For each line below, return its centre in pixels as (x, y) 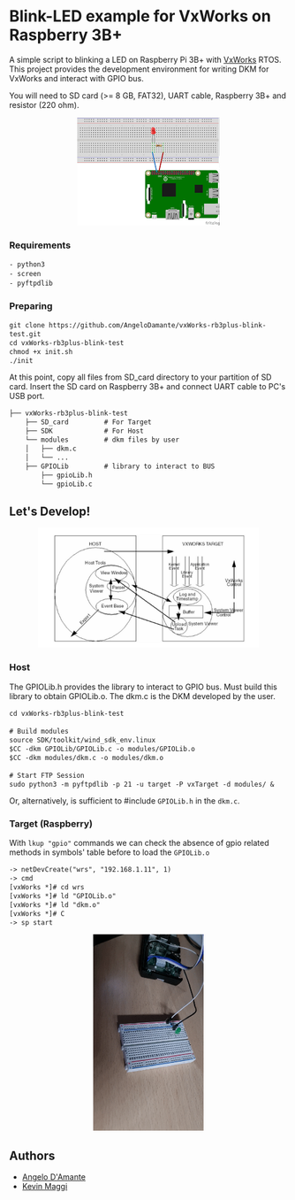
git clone (27, 326)
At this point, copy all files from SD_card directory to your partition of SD (140, 377)
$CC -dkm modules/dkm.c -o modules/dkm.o (87, 758)
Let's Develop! (50, 511)
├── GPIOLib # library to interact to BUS (120, 466)
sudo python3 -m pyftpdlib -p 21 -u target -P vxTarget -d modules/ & (142, 784)
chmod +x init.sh (41, 352)
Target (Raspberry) (51, 823)
